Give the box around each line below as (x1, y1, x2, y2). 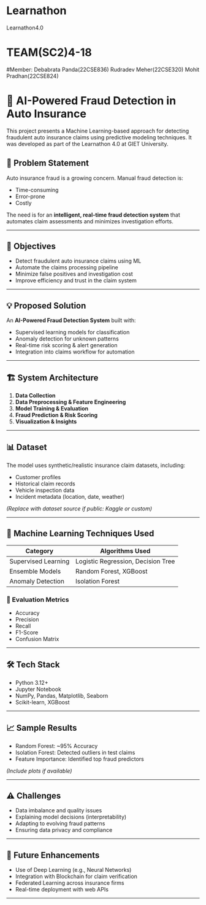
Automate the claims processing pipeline (15, 264, 118, 271)
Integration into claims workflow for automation (15, 348, 135, 356)
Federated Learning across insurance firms (15, 879, 124, 887)
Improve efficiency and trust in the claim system (15, 277, 137, 284)
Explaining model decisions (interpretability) (15, 814, 127, 821)
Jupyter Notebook (15, 685, 61, 693)
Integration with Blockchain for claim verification (15, 872, 138, 880)
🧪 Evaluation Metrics (6, 595, 69, 604)
